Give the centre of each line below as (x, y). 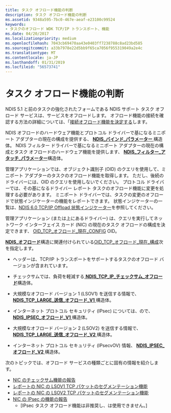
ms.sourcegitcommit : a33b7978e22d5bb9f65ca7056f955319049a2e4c (74, 48)
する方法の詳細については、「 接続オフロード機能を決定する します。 (80, 122)
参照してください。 (136, 208)
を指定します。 (21, 248)
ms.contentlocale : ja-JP (32, 58)
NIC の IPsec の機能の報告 (40, 399)
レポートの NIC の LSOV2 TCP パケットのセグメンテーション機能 (81, 393)
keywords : (16, 24)
